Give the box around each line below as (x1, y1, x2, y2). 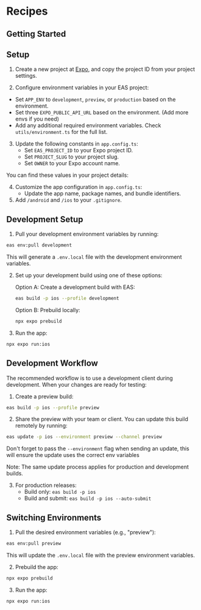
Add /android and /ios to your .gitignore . (15, 196, 122, 204)
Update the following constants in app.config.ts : (15, 140, 138, 147)
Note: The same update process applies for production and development (6, 463, 189, 471)
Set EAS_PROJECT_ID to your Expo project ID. (24, 147, 133, 154)
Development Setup (6, 214, 83, 225)
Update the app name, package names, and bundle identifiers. (24, 190, 182, 197)
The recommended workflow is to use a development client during (6, 374, 174, 382)
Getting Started (6, 29, 66, 39)
